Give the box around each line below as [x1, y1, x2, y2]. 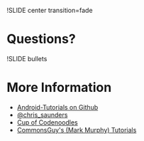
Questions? [6, 31, 76, 47]
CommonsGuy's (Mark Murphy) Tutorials [16, 125, 137, 134]
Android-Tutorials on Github [16, 103, 99, 111]
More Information [6, 80, 112, 95]
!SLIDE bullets [6, 54, 48, 63]
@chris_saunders [16, 110, 68, 119]
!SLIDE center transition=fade [6, 6, 93, 14]
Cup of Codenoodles [16, 117, 79, 127]
